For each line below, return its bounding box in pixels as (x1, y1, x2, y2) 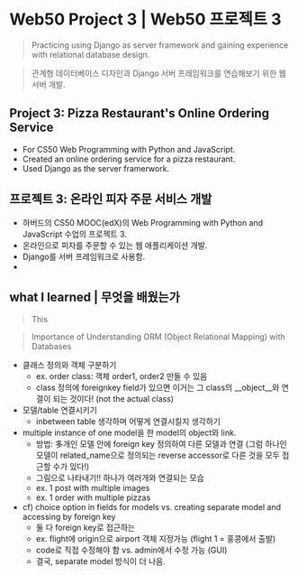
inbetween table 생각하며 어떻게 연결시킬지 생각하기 (35, 416, 221, 427)
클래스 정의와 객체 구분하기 (22, 359, 117, 371)
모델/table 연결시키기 (22, 404, 97, 416)
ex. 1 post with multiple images (35, 483, 150, 494)
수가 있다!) (52, 461, 90, 472)
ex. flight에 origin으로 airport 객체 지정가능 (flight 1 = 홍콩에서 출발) (35, 533, 276, 544)
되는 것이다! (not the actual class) (52, 394, 174, 404)
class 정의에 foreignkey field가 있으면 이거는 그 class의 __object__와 (35, 382, 280, 394)
